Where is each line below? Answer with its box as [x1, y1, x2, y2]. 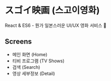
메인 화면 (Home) [12, 51, 48, 57]
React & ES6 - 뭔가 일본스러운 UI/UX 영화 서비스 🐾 [5, 22, 107, 28]
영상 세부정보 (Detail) [12, 70, 55, 76]
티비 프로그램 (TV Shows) [12, 58, 65, 64]
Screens [5, 37, 32, 46]
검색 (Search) [12, 64, 40, 70]
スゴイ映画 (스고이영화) [5, 5, 100, 16]
